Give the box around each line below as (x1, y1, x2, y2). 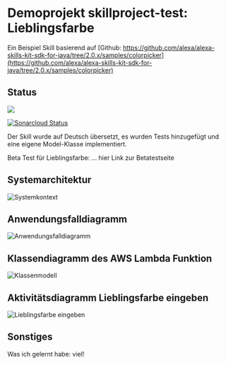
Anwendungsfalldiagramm (7, 213, 128, 225)
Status (7, 86, 37, 98)
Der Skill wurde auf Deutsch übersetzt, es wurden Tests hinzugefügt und (7, 132, 220, 141)
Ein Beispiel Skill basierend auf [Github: (7, 43, 121, 52)
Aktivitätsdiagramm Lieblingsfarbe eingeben (7, 291, 209, 303)
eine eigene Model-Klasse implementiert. (7, 139, 127, 148)
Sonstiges (7, 331, 53, 343)
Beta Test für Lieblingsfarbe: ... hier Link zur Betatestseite (7, 153, 174, 162)
